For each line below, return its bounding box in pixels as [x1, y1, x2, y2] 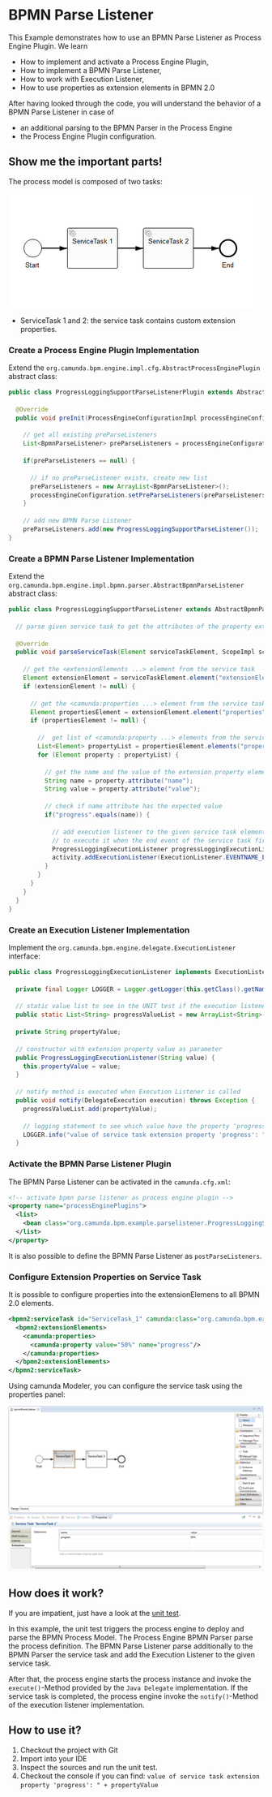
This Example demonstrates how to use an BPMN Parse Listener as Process [8, 32, 261, 42]
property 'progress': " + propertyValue [19, 1781, 159, 1789]
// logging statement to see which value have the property [23, 1122, 230, 1130]
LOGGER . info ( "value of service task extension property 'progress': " [23, 1131, 266, 1139]
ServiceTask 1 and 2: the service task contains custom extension [19, 315, 236, 325]
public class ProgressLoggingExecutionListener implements [8, 967, 212, 976]
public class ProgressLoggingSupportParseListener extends [8, 605, 212, 614]
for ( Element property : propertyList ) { [37, 751, 180, 759]
